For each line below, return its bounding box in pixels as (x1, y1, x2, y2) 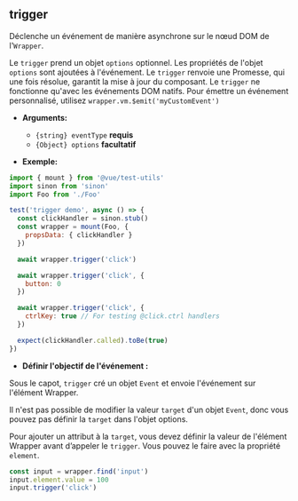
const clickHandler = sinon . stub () (17, 214, 149, 223)
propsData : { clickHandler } (25, 231, 133, 240)
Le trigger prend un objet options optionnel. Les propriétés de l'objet (9, 57, 263, 68)
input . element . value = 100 (9, 475, 109, 484)
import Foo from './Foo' (9, 190, 101, 199)
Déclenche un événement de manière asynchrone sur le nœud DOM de (9, 30, 271, 41)
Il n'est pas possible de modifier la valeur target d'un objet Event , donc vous (9, 404, 289, 415)
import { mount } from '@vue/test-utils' (9, 173, 165, 182)
